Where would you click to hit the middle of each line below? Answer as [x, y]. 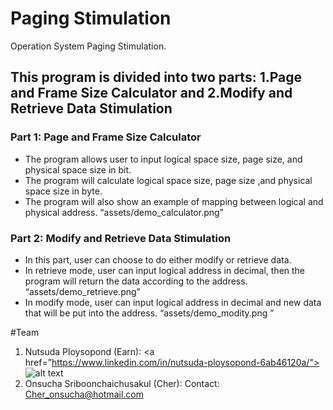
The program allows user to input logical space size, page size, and [163, 159]
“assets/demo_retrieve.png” [82, 291]
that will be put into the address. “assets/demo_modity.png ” [149, 313]
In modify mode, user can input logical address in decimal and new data [173, 302]
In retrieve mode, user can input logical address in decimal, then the [165, 270]
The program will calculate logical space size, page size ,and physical [168, 180]
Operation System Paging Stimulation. [88, 46]
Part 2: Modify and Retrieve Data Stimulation [121, 238]
